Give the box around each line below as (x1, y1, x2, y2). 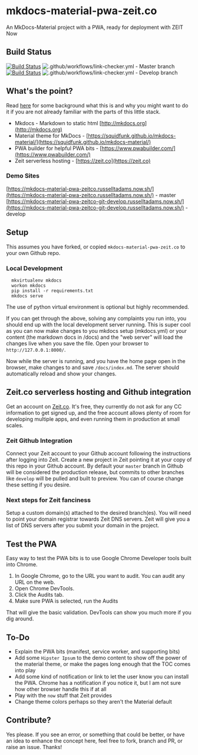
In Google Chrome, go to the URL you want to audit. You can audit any (14, 573, 185, 580)
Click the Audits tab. (14, 591, 64, 599)
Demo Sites (6, 172, 40, 180)
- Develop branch (135, 69, 178, 76)
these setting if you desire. (6, 481, 71, 488)
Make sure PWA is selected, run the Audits (14, 597, 118, 604)
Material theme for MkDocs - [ (14, 132, 88, 139)
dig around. (6, 615, 34, 622)
